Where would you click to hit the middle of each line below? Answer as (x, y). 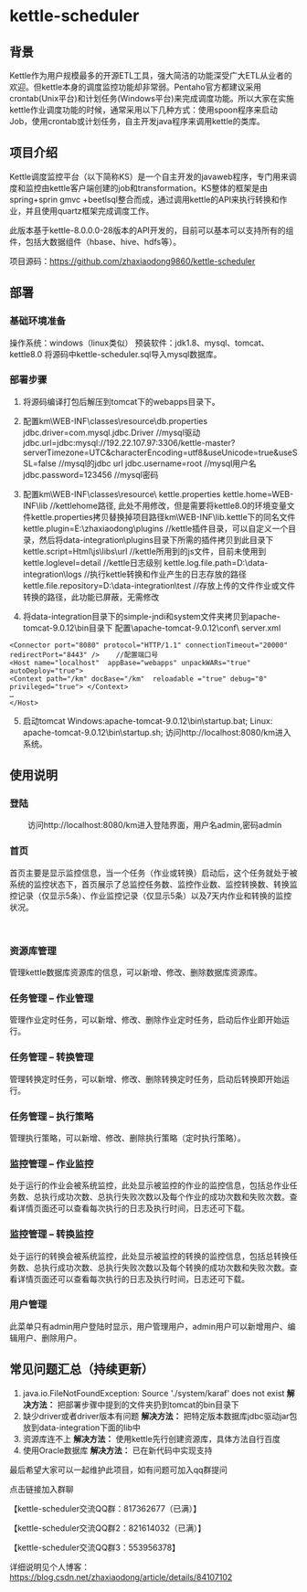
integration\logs (52, 574)
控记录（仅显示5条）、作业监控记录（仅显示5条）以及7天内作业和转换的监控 (151, 896)
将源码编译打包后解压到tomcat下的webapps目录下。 (121, 401)
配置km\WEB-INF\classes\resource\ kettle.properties (122, 494)
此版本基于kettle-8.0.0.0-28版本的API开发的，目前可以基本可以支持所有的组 (152, 230)
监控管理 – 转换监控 (52, 1235)
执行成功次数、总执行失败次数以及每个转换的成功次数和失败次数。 (165, 1268)
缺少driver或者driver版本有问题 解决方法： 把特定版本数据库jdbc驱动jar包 (160, 1416)
